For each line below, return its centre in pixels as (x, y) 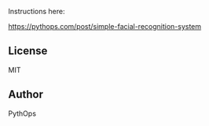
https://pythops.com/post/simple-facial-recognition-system (105, 26)
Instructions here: (37, 11)
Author (26, 94)
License (28, 51)
